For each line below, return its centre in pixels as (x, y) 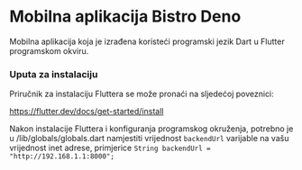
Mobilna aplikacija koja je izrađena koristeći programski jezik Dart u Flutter (147, 41)
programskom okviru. (49, 50)
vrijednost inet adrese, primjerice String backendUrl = (110, 148)
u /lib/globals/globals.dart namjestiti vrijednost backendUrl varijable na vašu (149, 139)
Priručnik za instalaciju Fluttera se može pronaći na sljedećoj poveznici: (142, 94)
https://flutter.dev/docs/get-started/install (87, 112)
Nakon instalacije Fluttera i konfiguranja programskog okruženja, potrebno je (151, 129)
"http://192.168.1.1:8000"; (62, 157)
